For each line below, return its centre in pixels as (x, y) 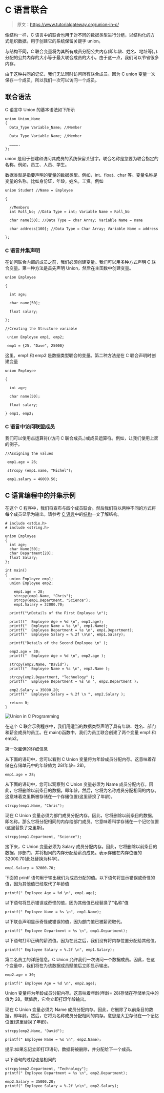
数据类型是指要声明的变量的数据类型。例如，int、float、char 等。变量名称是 (81, 175)
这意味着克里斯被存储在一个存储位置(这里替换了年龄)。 (60, 797)
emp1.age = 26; (22, 462)
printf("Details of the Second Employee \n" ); (59, 643)
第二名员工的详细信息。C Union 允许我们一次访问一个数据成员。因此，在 (78, 960)
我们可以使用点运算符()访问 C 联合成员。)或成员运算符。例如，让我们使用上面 (82, 438)
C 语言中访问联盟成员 (30, 426)
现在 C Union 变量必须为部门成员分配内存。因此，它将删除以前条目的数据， (81, 816)
